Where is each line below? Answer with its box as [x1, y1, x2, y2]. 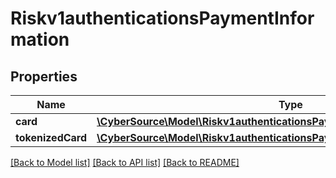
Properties [10, 68, 78, 85]
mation [10, 28, 70, 51]
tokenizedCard [15, 131, 88, 144]
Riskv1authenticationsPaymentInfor [10, 7, 315, 30]
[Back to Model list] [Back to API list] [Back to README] [10, 157, 240, 168]
